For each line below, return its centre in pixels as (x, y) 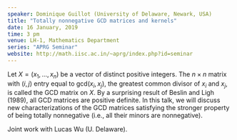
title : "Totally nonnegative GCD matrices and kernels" (92, 21)
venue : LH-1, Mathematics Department (64, 41)
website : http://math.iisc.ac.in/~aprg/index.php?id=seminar (100, 54)
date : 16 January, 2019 (43, 27)
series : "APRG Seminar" (43, 47)
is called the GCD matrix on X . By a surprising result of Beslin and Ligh (111, 93)
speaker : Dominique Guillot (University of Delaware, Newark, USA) (110, 14)
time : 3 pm (24, 34)
